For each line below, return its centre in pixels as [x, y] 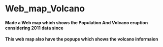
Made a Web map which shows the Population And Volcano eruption [77, 22]
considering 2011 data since [34, 28]
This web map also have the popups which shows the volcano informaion [82, 39]
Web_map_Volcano [45, 9]
